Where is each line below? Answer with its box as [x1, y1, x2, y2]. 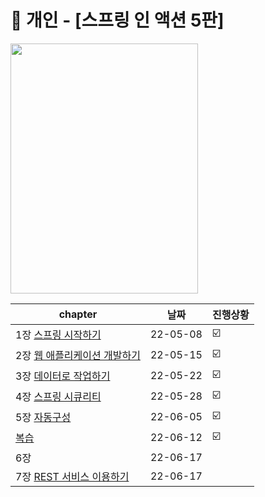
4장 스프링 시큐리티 [15, 390, 102, 404]
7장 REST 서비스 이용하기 [15, 469, 130, 483]
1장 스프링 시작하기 [15, 328, 102, 342]
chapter [58, 307, 98, 321]
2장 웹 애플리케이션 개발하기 [15, 349, 141, 363]
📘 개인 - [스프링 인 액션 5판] [10, 9, 225, 32]
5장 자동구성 [15, 411, 72, 425]
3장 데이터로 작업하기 [15, 369, 111, 383]
